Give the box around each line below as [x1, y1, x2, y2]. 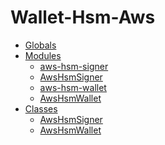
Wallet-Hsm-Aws [10, 6, 156, 29]
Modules [24, 49, 62, 61]
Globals [24, 39, 57, 51]
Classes [24, 102, 58, 115]
